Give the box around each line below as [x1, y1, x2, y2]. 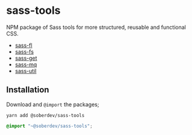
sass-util [14, 67, 37, 74]
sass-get [14, 54, 37, 61]
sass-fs [14, 48, 34, 55]
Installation [6, 85, 49, 95]
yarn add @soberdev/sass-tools [6, 112, 85, 118]
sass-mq [14, 61, 37, 68]
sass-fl [14, 42, 33, 49]
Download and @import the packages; [6, 101, 99, 108]
